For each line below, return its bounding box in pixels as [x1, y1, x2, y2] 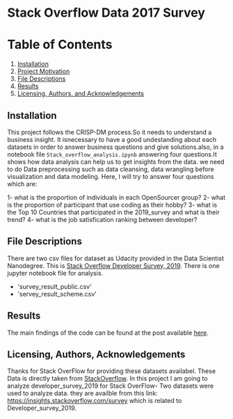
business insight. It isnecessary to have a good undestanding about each [7, 135, 217, 143]
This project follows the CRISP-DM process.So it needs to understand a [7, 127, 212, 136]
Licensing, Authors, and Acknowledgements [17, 89, 145, 98]
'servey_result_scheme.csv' [17, 290, 97, 298]
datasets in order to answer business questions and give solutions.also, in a [7, 143, 224, 151]
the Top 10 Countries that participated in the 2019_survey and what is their [7, 207, 220, 216]
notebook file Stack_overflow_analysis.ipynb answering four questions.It [7, 150, 218, 158]
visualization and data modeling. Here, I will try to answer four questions [7, 172, 214, 180]
